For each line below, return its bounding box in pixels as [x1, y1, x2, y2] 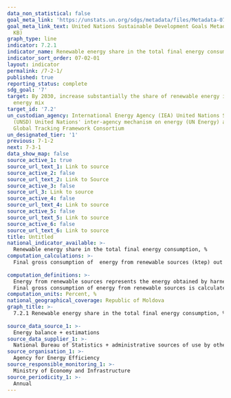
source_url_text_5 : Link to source [7, 214, 109, 221]
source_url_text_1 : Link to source [7, 163, 109, 170]
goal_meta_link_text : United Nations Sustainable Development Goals [7, 23, 208, 30]
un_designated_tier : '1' [7, 131, 78, 138]
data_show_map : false [7, 150, 69, 158]
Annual [13, 380, 32, 387]
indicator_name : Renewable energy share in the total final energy [7, 49, 205, 56]
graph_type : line [7, 36, 57, 43]
